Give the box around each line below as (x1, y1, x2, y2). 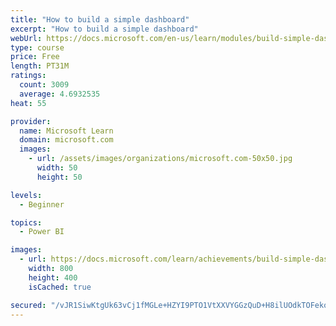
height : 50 (36, 172, 83, 182)
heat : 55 (10, 98, 47, 108)
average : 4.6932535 (19, 89, 101, 99)
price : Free (10, 52, 60, 62)
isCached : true (28, 282, 92, 292)
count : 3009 (19, 80, 70, 90)
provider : (10, 116, 52, 126)
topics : (10, 217, 43, 228)
